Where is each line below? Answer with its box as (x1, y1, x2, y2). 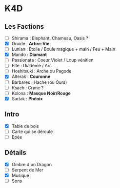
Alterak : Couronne (11, 74, 51, 79)
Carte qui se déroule (11, 129, 53, 134)
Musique (11, 172, 30, 178)
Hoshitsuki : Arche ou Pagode (11, 68, 72, 74)
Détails (4, 149, 26, 157)
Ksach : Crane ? (11, 85, 44, 91)
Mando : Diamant (11, 52, 47, 57)
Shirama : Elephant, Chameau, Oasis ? (11, 35, 88, 41)
